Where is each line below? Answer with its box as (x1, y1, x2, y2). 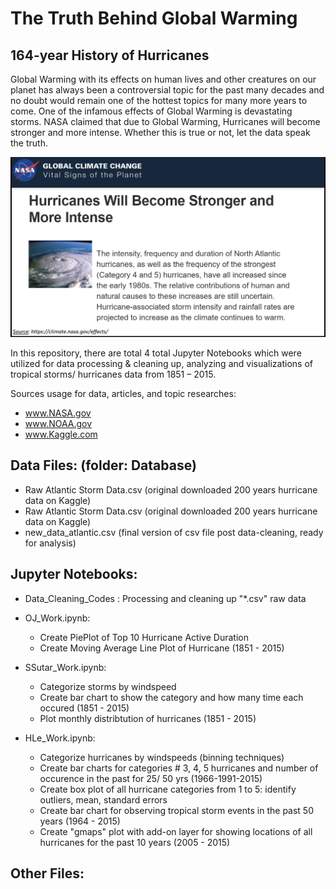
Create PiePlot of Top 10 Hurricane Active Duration (39, 631, 249, 643)
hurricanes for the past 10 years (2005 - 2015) (39, 836, 231, 848)
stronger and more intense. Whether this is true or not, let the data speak (10, 127, 311, 138)
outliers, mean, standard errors (39, 793, 168, 806)
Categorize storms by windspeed (39, 680, 177, 692)
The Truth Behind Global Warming (10, 7, 298, 30)
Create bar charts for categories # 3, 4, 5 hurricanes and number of (39, 762, 319, 774)
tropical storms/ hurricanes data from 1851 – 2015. (10, 368, 217, 380)
